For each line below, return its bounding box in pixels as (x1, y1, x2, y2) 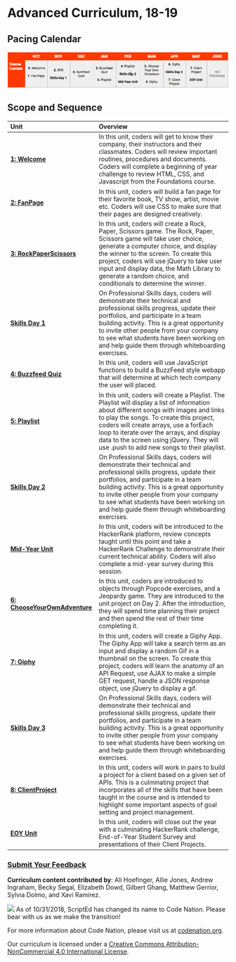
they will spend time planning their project (98, 607, 220, 615)
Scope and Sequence (7, 102, 103, 114)
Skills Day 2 (10, 482, 46, 491)
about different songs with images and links (98, 406, 225, 414)
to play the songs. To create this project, (98, 413, 215, 421)
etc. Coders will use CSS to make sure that (98, 202, 222, 210)
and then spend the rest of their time (98, 614, 204, 623)
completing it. (98, 622, 138, 630)
